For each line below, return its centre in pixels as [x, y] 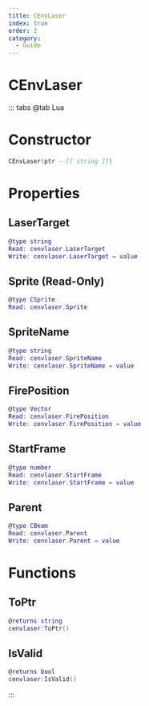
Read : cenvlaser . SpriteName [55, 358]
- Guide [28, 46]
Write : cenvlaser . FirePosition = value [75, 424]
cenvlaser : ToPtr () [39, 628]
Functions [42, 573]
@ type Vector [30, 409]
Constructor [50, 140]
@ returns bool [32, 672]
